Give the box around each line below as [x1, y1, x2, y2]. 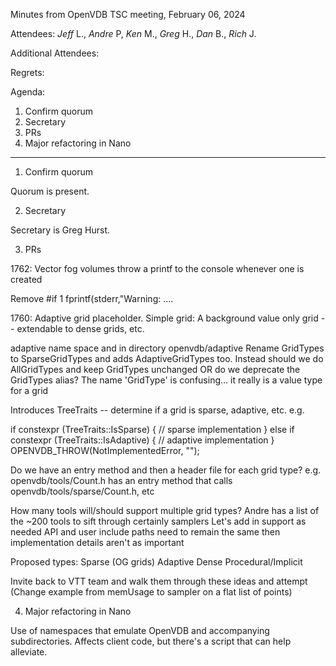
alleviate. [10, 646, 48, 658]
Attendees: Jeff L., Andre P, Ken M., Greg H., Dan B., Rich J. [10, 28, 257, 39]
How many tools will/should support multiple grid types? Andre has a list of [10, 505, 320, 516]
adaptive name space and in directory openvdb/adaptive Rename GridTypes [10, 342, 325, 354]
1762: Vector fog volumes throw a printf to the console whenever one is [10, 263, 305, 274]
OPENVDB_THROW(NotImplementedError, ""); [10, 445, 200, 456]
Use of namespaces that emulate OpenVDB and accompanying [10, 625, 270, 636]
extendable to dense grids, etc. [16, 323, 145, 334]
